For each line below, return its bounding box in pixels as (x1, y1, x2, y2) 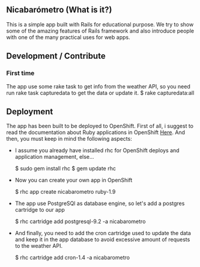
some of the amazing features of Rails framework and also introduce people (6, 27, 194, 34)
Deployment (6, 106, 53, 117)
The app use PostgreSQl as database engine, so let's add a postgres (14, 200, 185, 207)
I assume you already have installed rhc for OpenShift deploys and (14, 147, 180, 154)
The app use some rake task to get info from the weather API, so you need (6, 82, 190, 90)
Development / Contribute (6, 51, 106, 61)
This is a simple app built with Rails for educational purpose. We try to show (6, 20, 194, 28)
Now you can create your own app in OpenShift (14, 177, 133, 184)
